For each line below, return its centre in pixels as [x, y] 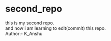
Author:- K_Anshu [24, 33]
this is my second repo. [30, 23]
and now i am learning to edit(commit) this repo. [55, 28]
